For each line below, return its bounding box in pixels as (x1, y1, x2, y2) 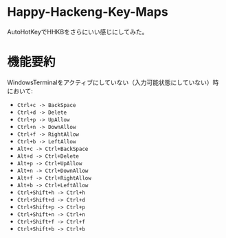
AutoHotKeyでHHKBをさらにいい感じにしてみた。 (7, 27, 148, 36)
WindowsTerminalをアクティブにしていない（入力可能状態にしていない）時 (7, 78, 219, 86)
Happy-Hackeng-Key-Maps (7, 4, 168, 20)
